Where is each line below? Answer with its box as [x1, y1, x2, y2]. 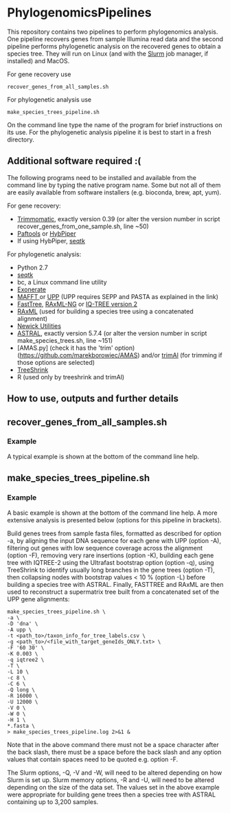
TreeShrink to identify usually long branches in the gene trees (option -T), [7, 566, 215, 574]
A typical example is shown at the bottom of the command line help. [7, 452, 200, 460]
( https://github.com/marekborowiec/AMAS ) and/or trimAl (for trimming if [16, 350, 222, 359]
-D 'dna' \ [7, 620, 38, 627]
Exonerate [16, 285, 47, 293]
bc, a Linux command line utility [16, 278, 108, 286]
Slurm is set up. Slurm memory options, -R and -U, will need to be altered [7, 775, 214, 784]
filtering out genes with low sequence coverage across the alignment [7, 544, 203, 552]
